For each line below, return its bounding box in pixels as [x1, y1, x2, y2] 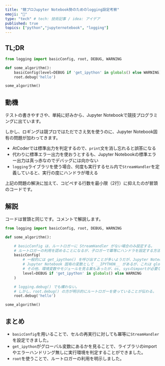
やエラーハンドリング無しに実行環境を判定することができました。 [12, 349, 146, 355]
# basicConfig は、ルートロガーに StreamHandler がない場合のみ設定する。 [14, 243, 155, 248]
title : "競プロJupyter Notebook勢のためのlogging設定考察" [5, 7, 119, 12]
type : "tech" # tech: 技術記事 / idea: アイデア [5, 16, 101, 21]
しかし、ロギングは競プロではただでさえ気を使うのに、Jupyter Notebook [5, 129, 154, 135]
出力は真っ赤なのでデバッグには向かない [16, 157, 99, 163]
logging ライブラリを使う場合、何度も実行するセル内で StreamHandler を [12, 164, 156, 170]
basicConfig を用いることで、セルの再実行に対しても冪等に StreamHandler [12, 331, 160, 337]
